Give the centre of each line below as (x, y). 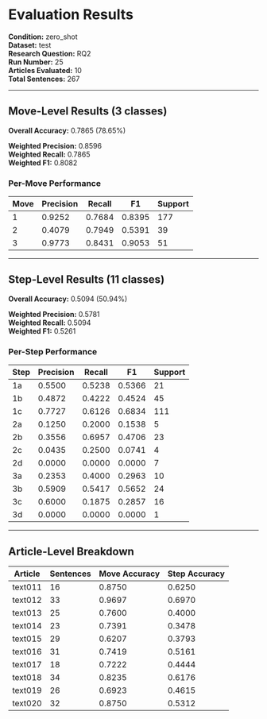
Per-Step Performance (53, 351)
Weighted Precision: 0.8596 (55, 145)
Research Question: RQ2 (50, 53)
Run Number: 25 (36, 62)
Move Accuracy (130, 574)
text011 (27, 587)
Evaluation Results (71, 15)
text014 (27, 625)
